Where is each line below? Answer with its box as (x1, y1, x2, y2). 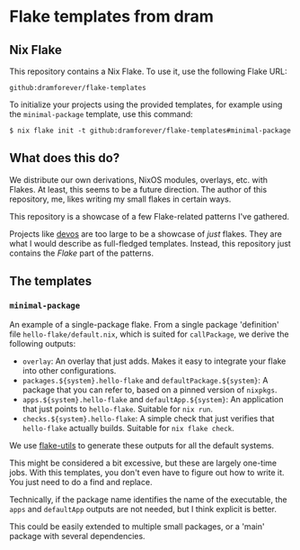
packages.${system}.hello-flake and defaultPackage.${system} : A (22, 374, 269, 385)
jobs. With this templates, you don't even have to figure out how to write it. (9, 466, 285, 478)
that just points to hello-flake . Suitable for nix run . (22, 403, 214, 414)
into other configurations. (22, 365, 117, 375)
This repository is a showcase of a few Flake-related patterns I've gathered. (9, 211, 290, 221)
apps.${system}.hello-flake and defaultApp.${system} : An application (22, 393, 284, 404)
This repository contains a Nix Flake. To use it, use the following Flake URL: (9, 66, 287, 77)
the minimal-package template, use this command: (9, 109, 193, 119)
